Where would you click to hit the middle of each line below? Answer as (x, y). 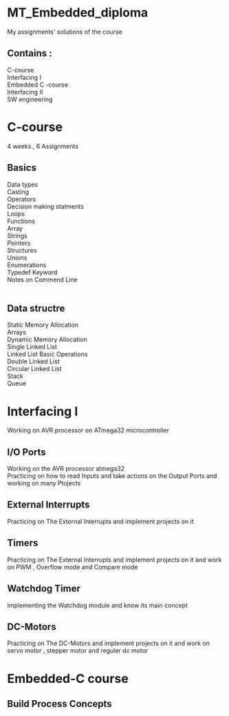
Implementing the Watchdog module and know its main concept (97, 605)
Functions (21, 221)
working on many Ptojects (44, 483)
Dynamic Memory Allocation (47, 339)
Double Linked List (33, 361)
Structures (22, 250)
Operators (22, 199)
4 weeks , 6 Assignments (43, 146)
